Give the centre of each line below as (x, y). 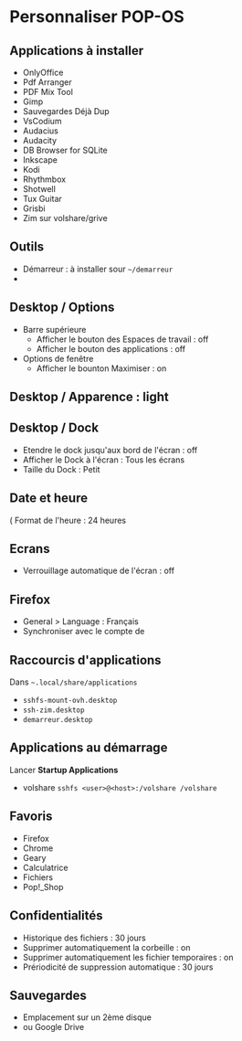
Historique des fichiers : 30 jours (84, 938)
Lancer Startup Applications (64, 770)
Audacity (40, 140)
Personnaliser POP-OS (97, 17)
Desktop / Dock (54, 428)
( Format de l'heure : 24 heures (68, 520)
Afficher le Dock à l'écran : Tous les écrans (104, 460)
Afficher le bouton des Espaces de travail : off (122, 339)
